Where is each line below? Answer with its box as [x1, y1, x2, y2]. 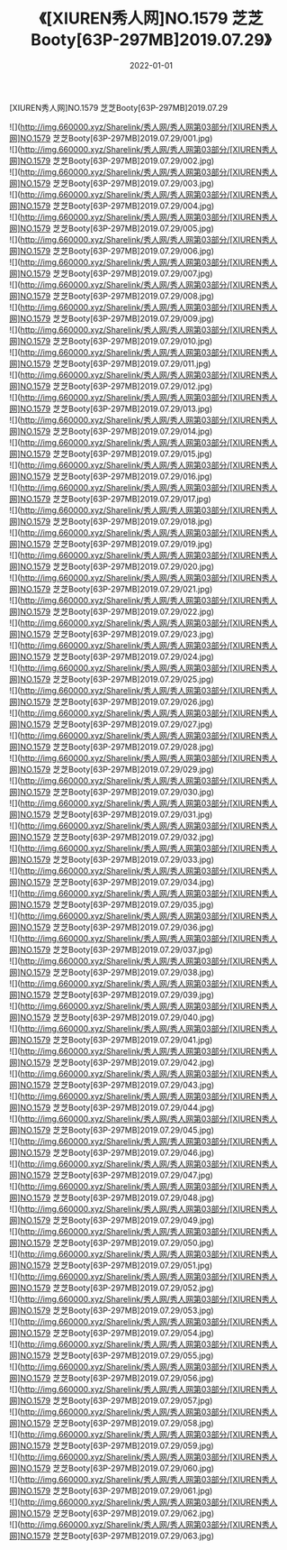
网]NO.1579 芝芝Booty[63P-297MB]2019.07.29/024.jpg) [9, 651, 214, 662]
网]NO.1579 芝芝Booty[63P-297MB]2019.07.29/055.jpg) [9, 1350, 214, 1361]
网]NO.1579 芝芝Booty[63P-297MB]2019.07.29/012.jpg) [9, 381, 213, 391]
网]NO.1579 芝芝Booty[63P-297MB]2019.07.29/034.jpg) [9, 876, 214, 887]
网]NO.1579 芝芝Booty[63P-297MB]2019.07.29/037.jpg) [9, 944, 213, 955]
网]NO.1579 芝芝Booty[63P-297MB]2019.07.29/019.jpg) [9, 538, 213, 549]
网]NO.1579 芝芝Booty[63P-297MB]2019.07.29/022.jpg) [9, 606, 214, 617]
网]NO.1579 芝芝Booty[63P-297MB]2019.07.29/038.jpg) [9, 967, 214, 977]
